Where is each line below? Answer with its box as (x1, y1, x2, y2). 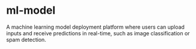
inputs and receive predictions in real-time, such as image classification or (6, 29, 190, 36)
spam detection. (6, 36, 47, 43)
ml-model (6, 4, 56, 17)
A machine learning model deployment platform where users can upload (6, 23, 185, 30)
